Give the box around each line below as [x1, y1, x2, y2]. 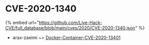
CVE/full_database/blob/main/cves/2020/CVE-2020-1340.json [5, 24, 135, 30]
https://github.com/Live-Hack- [38, 19, 103, 25]
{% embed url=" [5, 19, 39, 25]
